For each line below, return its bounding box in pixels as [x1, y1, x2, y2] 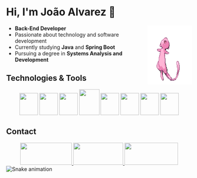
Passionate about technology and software [14, 31, 119, 38]
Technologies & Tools [6, 73, 87, 83]
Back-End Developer [14, 25, 67, 32]
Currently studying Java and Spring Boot [14, 44, 116, 51]
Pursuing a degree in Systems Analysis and [14, 50, 123, 57]
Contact [6, 127, 37, 137]
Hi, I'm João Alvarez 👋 [6, 5, 116, 19]
